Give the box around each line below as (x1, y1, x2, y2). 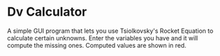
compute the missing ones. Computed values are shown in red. (7, 41, 187, 49)
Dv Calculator (7, 4, 88, 20)
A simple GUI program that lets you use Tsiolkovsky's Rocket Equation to (7, 27, 214, 35)
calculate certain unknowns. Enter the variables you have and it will (7, 33, 199, 42)
